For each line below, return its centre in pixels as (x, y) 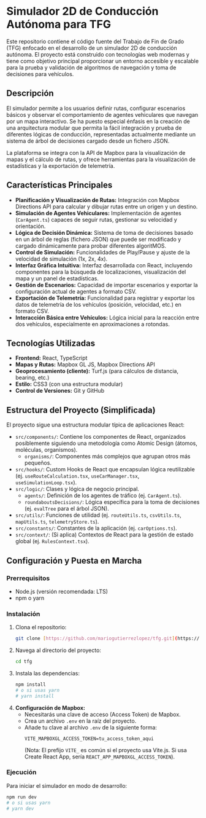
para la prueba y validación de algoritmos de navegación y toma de (91, 67)
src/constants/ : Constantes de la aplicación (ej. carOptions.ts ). (96, 528)
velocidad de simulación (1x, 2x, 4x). (61, 259)
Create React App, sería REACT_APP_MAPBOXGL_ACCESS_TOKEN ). (100, 757)
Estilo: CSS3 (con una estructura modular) (69, 384)
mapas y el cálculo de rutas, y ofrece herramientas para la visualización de (101, 159)
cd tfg (24, 662)
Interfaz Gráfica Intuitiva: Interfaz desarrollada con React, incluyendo (104, 265)
